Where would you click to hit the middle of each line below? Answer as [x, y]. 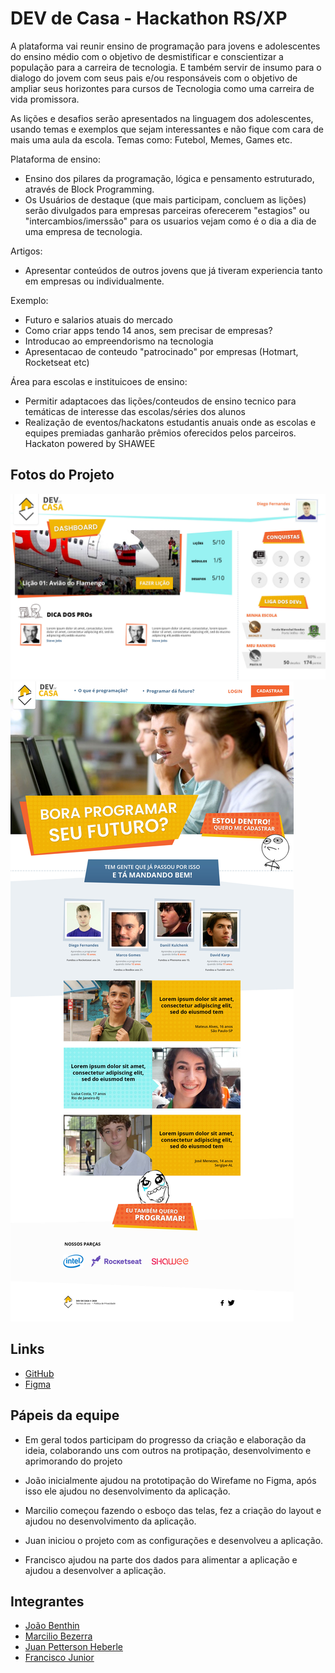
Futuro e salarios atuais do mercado [98, 319]
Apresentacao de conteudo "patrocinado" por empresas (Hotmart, [161, 351]
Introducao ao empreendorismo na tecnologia [119, 341]
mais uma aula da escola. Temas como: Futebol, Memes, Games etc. [151, 139]
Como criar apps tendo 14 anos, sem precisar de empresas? [148, 330]
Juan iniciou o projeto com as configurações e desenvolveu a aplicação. [174, 1540]
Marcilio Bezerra [58, 1636]
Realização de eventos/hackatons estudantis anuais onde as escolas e [170, 422]
